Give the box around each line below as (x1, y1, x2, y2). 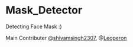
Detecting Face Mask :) (5, 23, 63, 30)
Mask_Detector (5, 4, 83, 17)
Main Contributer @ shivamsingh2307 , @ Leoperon (5, 34, 127, 41)
